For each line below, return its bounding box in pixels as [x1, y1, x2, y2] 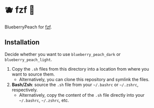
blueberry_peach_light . [4, 56, 52, 62]
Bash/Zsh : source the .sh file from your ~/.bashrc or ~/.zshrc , [11, 81, 139, 87]
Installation [4, 38, 40, 47]
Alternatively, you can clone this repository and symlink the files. [19, 76, 150, 82]
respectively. [11, 87, 38, 93]
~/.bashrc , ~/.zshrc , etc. [19, 97, 69, 103]
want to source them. [11, 71, 55, 77]
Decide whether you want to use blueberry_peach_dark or [4, 51, 121, 57]
